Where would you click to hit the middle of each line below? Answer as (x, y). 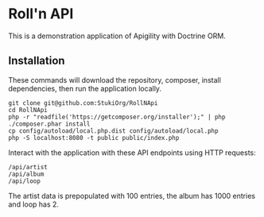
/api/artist (28, 167)
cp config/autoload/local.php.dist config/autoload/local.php (113, 131)
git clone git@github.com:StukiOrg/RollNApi (83, 103)
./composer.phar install (49, 124)
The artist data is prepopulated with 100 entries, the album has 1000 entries (132, 196)
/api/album (26, 174)
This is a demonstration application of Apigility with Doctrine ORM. (117, 36)
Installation (37, 61)
